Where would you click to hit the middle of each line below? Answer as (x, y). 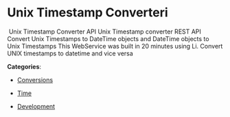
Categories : (24, 66)
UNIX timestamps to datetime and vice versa (70, 53)
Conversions (35, 79)
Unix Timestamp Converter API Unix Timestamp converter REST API (105, 31)
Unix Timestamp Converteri (88, 13)
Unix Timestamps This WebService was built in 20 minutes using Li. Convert (115, 46)
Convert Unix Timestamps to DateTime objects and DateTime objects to (108, 38)
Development (36, 106)
